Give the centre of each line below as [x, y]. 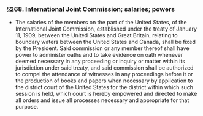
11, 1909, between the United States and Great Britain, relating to [96, 35]
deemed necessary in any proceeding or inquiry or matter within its [100, 61]
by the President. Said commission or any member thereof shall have [102, 48]
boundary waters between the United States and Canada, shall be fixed [105, 42]
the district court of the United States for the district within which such [104, 87]
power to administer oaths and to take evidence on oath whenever [99, 55]
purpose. [27, 107]
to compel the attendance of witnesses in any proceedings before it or [104, 74]
